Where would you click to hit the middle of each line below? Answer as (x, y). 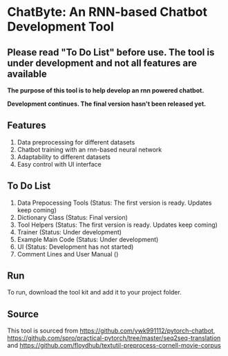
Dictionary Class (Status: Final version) (72, 217)
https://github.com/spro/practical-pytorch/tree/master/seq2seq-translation (114, 338)
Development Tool (60, 27)
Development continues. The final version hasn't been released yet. (106, 104)
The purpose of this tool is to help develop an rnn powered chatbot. (106, 90)
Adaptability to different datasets (64, 157)
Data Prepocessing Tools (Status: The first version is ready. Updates (114, 203)
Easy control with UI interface (59, 164)
